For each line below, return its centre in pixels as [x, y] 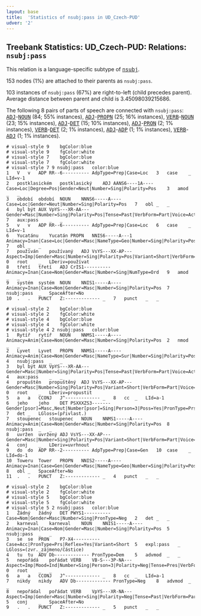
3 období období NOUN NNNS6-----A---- [64, 199]
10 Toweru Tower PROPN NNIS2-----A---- [64, 461]
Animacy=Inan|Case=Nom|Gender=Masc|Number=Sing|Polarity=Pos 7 [88, 288]
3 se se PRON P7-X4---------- [53, 539]
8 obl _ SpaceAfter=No [40, 471]
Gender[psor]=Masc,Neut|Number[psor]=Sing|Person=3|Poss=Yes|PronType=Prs [101, 408]
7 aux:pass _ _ [34, 220]
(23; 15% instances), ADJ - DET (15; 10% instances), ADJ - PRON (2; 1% [90, 123]
